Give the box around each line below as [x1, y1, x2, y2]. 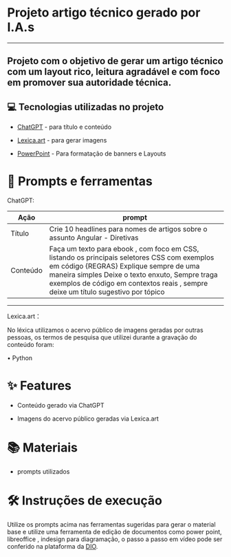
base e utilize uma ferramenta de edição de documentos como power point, [7, 527, 222, 536]
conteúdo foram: [7, 341, 55, 349]
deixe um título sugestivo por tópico [49, 287, 165, 297]
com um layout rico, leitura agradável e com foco [7, 66, 221, 78]
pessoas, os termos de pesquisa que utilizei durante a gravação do [7, 333, 197, 341]
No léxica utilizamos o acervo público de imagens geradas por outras [7, 326, 204, 335]
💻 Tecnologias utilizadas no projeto [7, 101, 164, 113]
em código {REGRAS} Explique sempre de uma [49, 262, 200, 271]
